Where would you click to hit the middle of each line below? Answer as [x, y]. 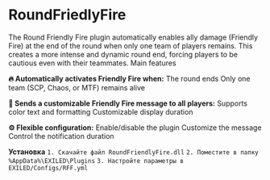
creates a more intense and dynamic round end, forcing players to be [123, 54]
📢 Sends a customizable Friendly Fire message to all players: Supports [128, 103]
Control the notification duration [61, 136]
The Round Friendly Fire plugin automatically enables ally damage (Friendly [133, 37]
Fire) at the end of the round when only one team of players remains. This [131, 45]
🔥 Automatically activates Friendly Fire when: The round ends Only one [129, 78]
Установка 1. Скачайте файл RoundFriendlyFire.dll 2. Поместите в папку [134, 152]
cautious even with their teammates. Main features [92, 63]
